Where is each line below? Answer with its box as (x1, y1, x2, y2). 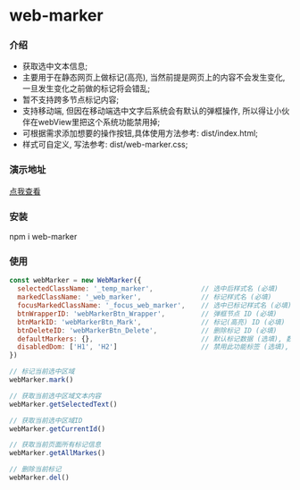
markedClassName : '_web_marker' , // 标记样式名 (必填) (17, 292, 272, 302)
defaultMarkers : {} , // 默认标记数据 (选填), (17, 334, 283, 343)
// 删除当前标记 (9, 465, 62, 474)
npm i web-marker (9, 232, 78, 242)
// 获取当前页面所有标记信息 (9, 440, 102, 450)
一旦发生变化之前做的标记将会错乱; (21, 83, 151, 94)
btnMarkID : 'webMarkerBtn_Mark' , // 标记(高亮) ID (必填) (17, 317, 286, 326)
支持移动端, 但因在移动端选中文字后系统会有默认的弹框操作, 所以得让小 (21, 106, 282, 116)
